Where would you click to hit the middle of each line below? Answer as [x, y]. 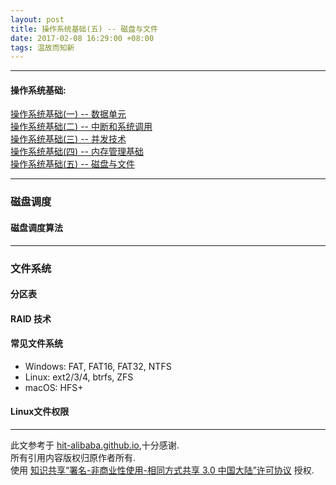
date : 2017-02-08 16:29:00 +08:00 [82, 38]
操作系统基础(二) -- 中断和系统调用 [81, 127]
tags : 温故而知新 [42, 47]
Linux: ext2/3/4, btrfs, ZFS [79, 377]
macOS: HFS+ [54, 387]
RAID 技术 [31, 318]
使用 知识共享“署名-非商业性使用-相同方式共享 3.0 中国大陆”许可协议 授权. [162, 470]
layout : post [37, 19]
